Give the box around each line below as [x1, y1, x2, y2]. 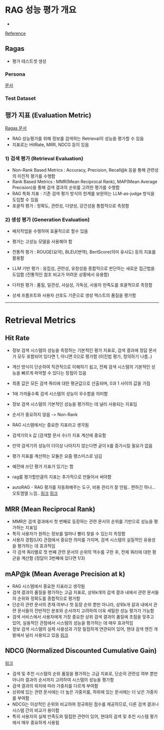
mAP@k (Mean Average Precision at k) [5, 570, 125, 578]
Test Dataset [5, 95, 36, 102]
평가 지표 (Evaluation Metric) [5, 111, 92, 120]
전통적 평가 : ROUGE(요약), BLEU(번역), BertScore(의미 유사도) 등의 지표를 [12, 249, 156, 255]
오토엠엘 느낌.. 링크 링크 [12, 490, 58, 496]
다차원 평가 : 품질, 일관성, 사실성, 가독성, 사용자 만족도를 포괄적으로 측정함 [12, 282, 153, 288]
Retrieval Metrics [5, 314, 76, 326]
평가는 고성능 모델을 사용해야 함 [12, 239, 72, 244]
